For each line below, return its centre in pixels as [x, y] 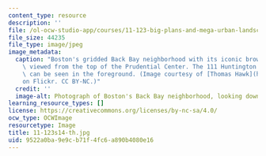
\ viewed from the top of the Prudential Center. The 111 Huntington [140, 67]
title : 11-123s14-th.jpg [49, 132]
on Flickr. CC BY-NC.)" [62, 81]
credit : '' [33, 89]
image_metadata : [35, 52]
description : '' [35, 23]
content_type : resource [47, 15]
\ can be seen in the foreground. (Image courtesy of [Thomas [127, 74]
